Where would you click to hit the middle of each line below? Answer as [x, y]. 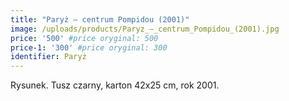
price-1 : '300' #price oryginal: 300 [89, 47]
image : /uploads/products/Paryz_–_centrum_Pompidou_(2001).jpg [145, 29]
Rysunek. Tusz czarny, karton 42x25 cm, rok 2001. [115, 85]
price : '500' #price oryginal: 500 [84, 38]
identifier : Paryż [48, 57]
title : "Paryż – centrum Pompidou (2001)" [100, 19]
